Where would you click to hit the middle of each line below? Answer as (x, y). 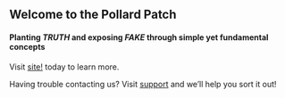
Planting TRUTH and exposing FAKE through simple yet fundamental (139, 37)
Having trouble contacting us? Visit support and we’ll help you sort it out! (143, 84)
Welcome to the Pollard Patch (93, 15)
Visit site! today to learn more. (64, 67)
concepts (27, 46)
